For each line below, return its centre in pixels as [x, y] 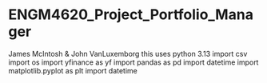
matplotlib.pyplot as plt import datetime [73, 70]
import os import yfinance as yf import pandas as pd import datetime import [133, 62]
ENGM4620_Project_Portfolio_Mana [131, 15]
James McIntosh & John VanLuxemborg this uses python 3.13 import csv [128, 53]
